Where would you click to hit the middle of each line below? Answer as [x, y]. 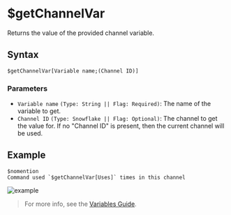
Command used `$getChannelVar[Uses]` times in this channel [97, 177]
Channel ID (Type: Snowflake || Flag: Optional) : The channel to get [117, 119]
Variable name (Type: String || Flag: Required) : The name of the [114, 104]
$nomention [23, 171]
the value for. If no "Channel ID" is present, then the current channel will [121, 126]
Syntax [23, 55]
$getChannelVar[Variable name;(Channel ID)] [73, 71]
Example [27, 155]
